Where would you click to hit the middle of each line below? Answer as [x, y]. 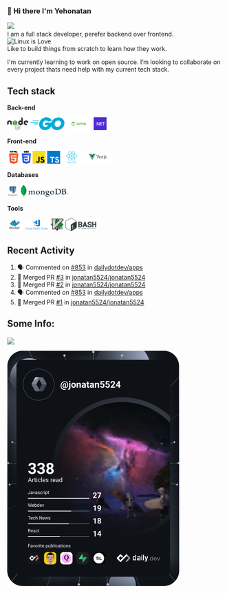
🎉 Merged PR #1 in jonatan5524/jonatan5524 [80, 302]
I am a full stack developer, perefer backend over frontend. [90, 34]
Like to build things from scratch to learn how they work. [87, 49]
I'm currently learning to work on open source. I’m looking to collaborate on [114, 62]
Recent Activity [41, 250]
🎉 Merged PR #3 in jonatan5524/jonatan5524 [81, 277]
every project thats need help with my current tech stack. [88, 70]
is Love [41, 41]
